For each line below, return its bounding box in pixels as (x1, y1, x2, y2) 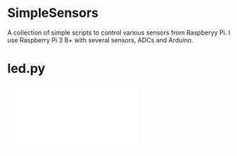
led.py (7, 61, 46, 77)
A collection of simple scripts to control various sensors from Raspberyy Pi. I (7, 28, 231, 37)
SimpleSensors (7, 5, 99, 21)
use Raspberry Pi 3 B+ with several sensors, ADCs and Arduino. (7, 35, 194, 44)
